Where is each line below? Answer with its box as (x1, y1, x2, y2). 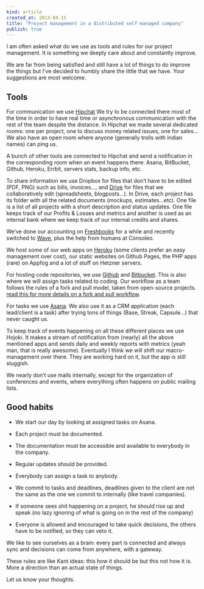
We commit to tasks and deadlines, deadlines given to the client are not (15, 484, 195, 491)
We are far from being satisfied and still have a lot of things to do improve (6, 61, 191, 68)
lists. (6, 384, 18, 392)
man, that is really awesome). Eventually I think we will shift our (6, 346, 165, 354)
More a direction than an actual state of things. (6, 563, 124, 571)
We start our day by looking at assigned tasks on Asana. (15, 418, 157, 425)
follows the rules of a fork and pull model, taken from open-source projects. (6, 284, 197, 291)
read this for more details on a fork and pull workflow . (6, 291, 141, 298)
